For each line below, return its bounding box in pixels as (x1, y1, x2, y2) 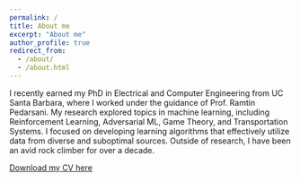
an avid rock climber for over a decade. (9, 144, 155, 155)
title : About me (9, 22, 70, 30)
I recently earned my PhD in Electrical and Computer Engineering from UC (9, 87, 284, 99)
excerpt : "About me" (9, 30, 87, 39)
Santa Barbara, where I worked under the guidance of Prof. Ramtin (9, 97, 256, 108)
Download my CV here (9, 162, 93, 173)
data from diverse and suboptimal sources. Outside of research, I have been (9, 135, 291, 146)
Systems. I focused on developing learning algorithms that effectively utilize (9, 126, 290, 136)
